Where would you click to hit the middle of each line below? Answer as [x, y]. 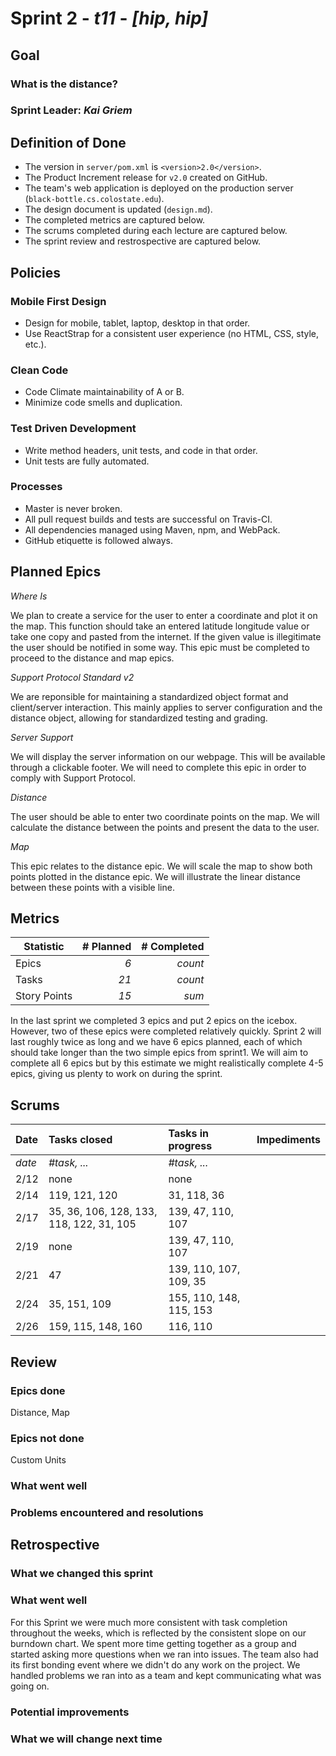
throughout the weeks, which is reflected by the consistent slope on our [158, 1633]
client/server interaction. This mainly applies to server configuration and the [166, 707]
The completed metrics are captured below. [115, 220]
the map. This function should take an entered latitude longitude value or [160, 626]
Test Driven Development [73, 429]
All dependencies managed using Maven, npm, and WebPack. [152, 529]
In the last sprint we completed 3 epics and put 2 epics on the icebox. [154, 1021]
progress [190, 1146]
